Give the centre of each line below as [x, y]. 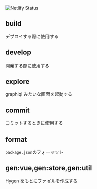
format [16, 139]
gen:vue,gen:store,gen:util [49, 168]
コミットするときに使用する [34, 123]
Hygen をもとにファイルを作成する [41, 181]
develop [18, 53]
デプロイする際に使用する [32, 36]
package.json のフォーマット [34, 152]
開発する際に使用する [27, 65]
